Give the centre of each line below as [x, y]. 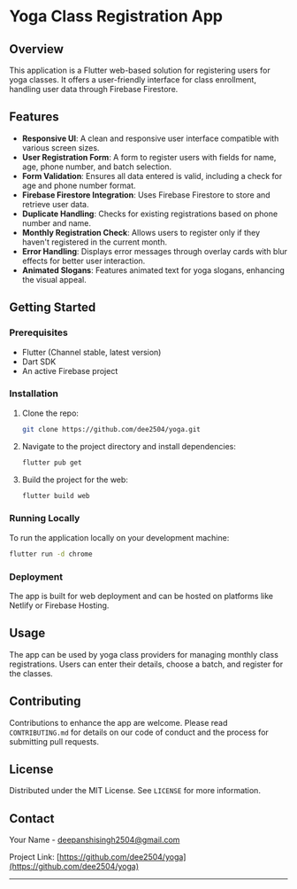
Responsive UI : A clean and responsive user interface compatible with [150, 138]
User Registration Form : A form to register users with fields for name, [149, 157]
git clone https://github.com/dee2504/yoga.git [111, 429]
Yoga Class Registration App [116, 16]
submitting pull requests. [54, 741]
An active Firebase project [70, 370]
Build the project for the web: [75, 480]
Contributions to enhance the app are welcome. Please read [118, 722]
